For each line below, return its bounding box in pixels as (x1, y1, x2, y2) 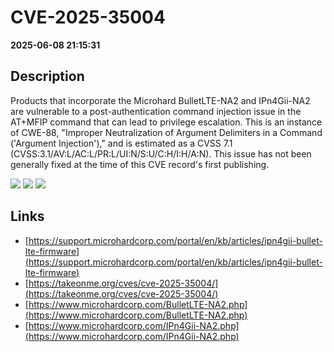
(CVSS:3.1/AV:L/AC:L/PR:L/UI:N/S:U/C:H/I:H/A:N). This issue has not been (10, 147, 312, 160)
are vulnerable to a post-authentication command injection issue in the (10, 105, 302, 117)
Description (10, 68, 85, 85)
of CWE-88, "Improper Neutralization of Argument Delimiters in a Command (10, 126, 323, 138)
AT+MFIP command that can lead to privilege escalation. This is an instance (10, 116, 323, 128)
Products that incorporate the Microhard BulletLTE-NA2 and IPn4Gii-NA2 (10, 94, 311, 106)
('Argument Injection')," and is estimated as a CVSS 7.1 (10, 137, 233, 149)
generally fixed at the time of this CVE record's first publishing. (10, 158, 270, 170)
